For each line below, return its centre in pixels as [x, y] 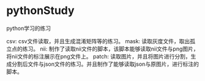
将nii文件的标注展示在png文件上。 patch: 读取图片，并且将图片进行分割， [99, 56]
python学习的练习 [28, 28]
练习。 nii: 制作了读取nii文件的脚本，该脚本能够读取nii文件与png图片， [110, 49]
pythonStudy [40, 11]
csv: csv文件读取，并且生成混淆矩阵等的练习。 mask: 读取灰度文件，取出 [98, 41]
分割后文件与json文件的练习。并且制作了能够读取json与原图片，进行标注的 [105, 64]
